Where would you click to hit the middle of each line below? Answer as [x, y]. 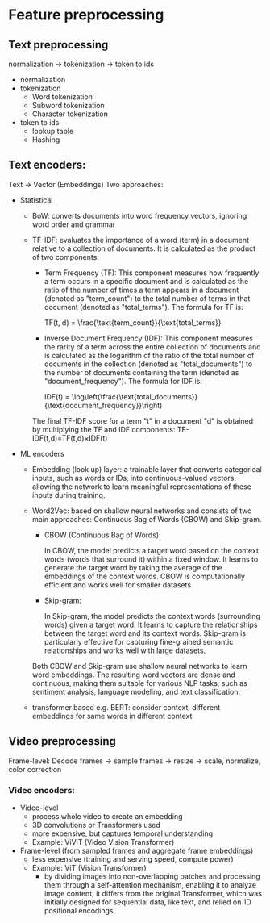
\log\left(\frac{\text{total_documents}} [135, 396]
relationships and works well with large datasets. [125, 650]
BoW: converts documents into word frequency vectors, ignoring [139, 215]
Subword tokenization [68, 105]
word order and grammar [74, 224]
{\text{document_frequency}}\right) [103, 405]
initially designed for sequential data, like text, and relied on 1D [147, 902]
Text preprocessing [58, 45]
